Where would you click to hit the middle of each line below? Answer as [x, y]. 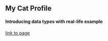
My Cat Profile [29, 8]
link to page [18, 33]
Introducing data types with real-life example [54, 21]
